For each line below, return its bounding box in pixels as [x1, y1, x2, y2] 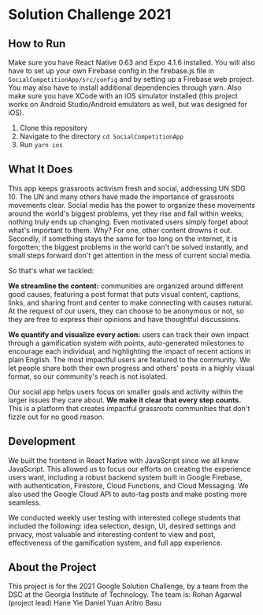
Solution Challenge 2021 [8, 6, 172, 24]
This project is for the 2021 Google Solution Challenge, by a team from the [8, 581, 249, 591]
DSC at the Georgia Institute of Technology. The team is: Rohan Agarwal [8, 590, 243, 599]
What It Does [8, 163, 73, 176]
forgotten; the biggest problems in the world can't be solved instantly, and [8, 242, 249, 251]
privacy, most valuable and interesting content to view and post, [8, 529, 217, 539]
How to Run [8, 37, 66, 50]
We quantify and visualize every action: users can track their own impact [8, 329, 250, 339]
